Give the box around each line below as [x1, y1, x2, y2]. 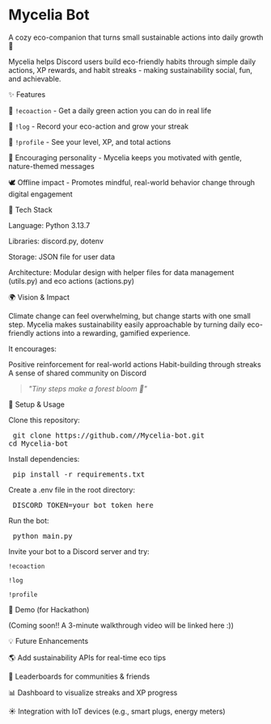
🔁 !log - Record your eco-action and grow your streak [8, 121, 189, 131]
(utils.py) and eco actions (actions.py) [8, 276, 135, 286]
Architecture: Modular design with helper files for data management [8, 267, 235, 277]
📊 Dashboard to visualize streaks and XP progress [8, 688, 178, 697]
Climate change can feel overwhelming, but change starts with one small [8, 311, 251, 320]
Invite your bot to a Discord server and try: [8, 546, 150, 556]
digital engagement [8, 188, 73, 199]
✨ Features [8, 89, 46, 99]
